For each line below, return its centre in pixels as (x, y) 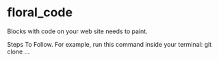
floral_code (40, 13)
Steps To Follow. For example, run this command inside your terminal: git (109, 44)
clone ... (18, 52)
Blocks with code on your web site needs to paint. (78, 31)
